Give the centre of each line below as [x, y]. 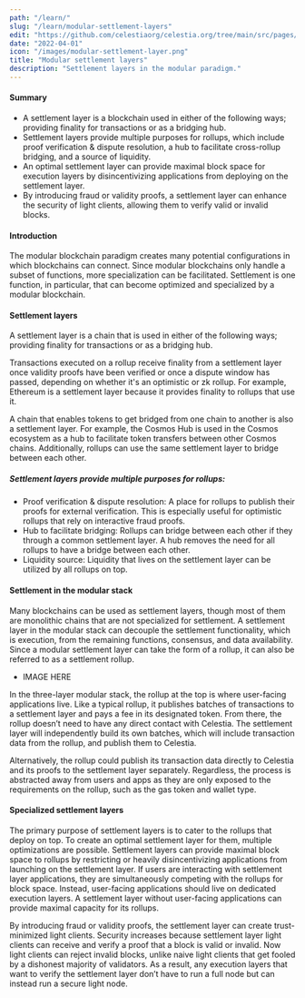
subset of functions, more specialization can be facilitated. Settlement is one [152, 275]
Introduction [33, 235]
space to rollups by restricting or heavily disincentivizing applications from [148, 859]
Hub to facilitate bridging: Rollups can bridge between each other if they [157, 531]
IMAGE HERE [47, 677]
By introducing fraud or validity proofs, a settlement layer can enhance [155, 196]
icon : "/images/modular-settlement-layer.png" [99, 52]
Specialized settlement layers [67, 810]
